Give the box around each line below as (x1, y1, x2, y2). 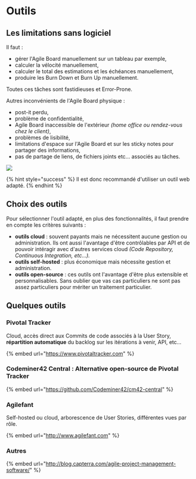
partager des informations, (14, 147, 80, 154)
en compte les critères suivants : (6, 221, 86, 228)
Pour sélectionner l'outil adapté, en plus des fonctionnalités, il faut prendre (6, 215, 189, 222)
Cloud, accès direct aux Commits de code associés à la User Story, (6, 332, 172, 339)
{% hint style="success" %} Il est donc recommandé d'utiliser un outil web (6, 176, 190, 183)
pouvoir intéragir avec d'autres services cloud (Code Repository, (14, 245, 174, 252)
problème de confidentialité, (14, 115, 85, 122)
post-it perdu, (14, 109, 49, 115)
